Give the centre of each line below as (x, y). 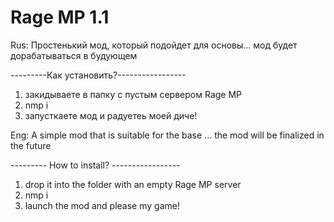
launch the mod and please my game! (102, 205)
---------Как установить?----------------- (98, 75)
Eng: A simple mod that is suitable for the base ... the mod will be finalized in (167, 135)
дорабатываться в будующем (74, 55)
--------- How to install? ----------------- (95, 165)
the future (31, 145)
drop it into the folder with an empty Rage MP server (133, 184)
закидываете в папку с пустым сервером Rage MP (133, 94)
